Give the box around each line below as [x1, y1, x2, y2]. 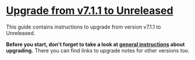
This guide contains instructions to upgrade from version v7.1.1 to [6, 23, 161, 30]
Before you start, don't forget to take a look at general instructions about [6, 41, 185, 48]
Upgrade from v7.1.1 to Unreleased [6, 4, 173, 17]
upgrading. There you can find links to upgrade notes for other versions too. [6, 47, 190, 54]
